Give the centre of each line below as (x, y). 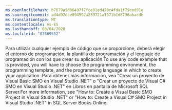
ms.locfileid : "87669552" (33, 34)
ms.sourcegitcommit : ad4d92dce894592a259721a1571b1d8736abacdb (74, 15)
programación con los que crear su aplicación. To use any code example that (86, 59)
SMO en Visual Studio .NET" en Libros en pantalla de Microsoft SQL (77, 86)
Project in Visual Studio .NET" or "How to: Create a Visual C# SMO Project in (86, 97)
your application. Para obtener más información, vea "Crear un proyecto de (85, 75)
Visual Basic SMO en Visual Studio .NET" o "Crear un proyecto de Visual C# (85, 81)
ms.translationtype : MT (31, 19)
